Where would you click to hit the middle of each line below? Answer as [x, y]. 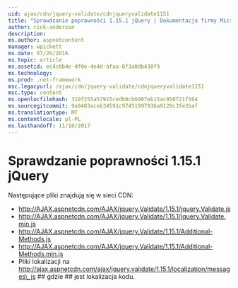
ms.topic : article [35, 60]
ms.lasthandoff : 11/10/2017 [49, 126]
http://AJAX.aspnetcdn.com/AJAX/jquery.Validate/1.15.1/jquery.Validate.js [124, 209]
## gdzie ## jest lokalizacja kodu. [86, 277]
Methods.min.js [41, 254]
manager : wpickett [35, 47]
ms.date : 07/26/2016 [38, 54]
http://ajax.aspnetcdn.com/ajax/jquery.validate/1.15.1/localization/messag [124, 269]
